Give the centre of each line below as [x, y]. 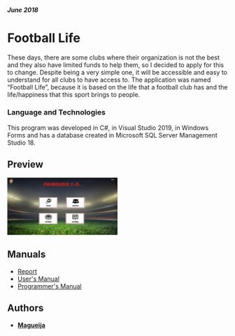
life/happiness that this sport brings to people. [74, 94]
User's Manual [38, 279]
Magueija [31, 325]
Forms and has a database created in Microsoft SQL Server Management [113, 135]
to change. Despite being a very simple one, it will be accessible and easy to [117, 72]
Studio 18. [22, 143]
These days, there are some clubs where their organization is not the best [114, 57]
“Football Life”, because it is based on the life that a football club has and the [117, 87]
